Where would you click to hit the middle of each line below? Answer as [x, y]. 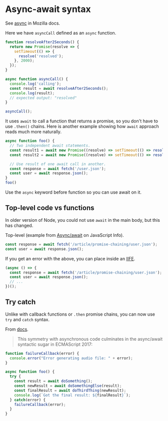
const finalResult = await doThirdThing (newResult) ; [70, 390]
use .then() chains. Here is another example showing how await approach [82, 126]
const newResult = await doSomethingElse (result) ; [68, 386]
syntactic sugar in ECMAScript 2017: [55, 344]
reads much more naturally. [33, 132]
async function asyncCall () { [37, 79]
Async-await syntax [48, 9]
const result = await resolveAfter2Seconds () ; [59, 88]
